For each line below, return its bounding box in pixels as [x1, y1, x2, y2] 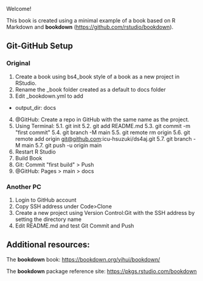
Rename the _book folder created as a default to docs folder [15, 86, 166, 93]
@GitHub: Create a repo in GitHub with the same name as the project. [15, 115, 190, 123]
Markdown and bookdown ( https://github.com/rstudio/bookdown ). [6, 24, 174, 30]
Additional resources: [6, 240, 90, 250]
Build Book [15, 154, 43, 161]
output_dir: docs [15, 104, 57, 111]
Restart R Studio [15, 148, 56, 155]
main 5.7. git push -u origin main [21, 141, 102, 149]
